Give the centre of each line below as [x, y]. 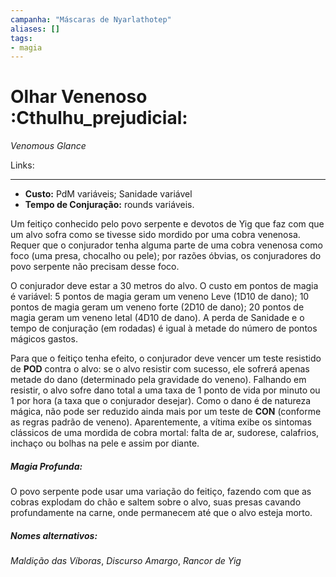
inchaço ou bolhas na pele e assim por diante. [105, 443]
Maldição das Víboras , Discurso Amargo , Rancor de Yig [126, 561]
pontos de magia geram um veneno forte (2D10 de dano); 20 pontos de [157, 307]
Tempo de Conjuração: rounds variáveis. [109, 205]
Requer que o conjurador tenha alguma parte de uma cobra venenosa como [166, 245]
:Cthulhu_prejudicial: [99, 118]
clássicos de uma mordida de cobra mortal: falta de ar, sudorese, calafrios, [165, 433]
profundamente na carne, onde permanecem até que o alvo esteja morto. [161, 513]
